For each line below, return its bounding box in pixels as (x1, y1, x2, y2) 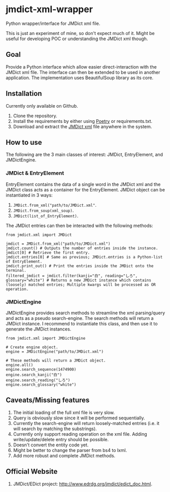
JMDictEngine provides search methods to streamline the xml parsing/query (6, 310, 165, 316)
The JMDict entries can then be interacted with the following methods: (6, 222, 153, 228)
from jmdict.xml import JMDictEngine (6, 336, 86, 341)
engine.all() (6, 362, 33, 368)
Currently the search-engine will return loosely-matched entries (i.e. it (13, 420, 159, 426)
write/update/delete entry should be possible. (13, 436, 109, 442)
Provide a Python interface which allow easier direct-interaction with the (6, 63, 157, 70)
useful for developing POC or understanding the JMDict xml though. (6, 36, 148, 42)
